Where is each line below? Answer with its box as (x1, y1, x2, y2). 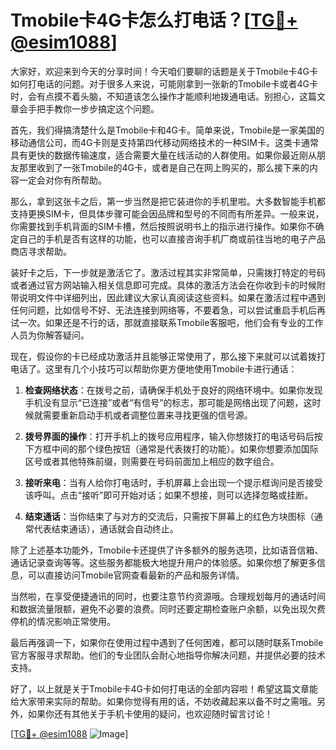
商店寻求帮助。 (10, 245, 72, 257)
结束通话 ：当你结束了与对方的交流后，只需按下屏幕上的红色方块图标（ (24, 510, 315, 522)
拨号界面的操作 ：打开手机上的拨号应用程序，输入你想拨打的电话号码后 (24, 430, 315, 442)
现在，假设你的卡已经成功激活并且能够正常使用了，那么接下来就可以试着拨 (10, 350, 317, 362)
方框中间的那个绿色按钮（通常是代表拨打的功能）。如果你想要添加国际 (33, 442, 319, 455)
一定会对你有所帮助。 (18, 174, 107, 186)
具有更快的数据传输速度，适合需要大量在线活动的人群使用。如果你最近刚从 (10, 149, 317, 161)
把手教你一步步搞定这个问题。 (36, 102, 160, 115)
